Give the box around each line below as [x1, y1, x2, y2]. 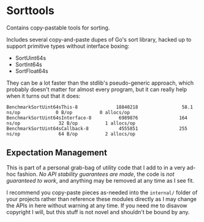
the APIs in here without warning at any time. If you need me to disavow [6, 202, 187, 209]
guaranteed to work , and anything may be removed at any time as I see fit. [6, 177, 195, 184]
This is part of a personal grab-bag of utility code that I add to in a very [6, 164, 186, 171]
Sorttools [6, 4, 55, 18]
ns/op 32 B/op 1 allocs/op [6, 120, 136, 126]
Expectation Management [6, 148, 107, 158]
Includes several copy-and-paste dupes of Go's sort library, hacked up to [6, 36, 192, 43]
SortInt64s [15, 61, 42, 68]
